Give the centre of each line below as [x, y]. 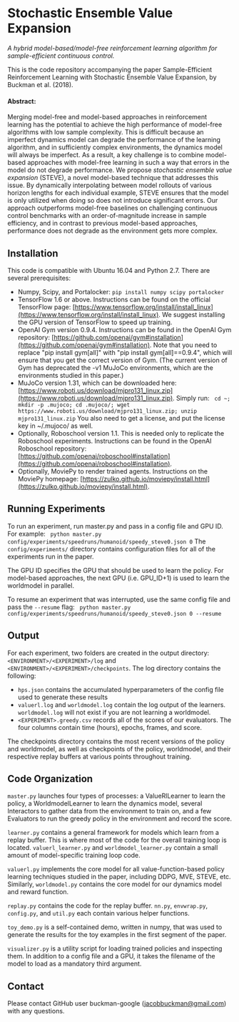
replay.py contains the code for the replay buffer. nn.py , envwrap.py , [108, 906]
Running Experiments [56, 509]
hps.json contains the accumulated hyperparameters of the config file [121, 689]
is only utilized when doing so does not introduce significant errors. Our [113, 201]
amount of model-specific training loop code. [74, 856]
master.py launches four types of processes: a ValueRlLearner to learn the [117, 796]
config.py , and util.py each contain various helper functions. [99, 913]
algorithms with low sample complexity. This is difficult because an [106, 132]
